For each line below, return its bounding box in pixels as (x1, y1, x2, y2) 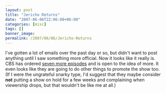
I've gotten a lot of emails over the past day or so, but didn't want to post (5, 49, 157, 56)
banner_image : (5, 31, 36, 36)
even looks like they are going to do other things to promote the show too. (5, 66, 160, 72)
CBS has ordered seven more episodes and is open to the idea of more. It (5, 60, 159, 67)
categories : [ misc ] (5, 21, 47, 27)
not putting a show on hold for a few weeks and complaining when (5, 77, 145, 83)
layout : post (5, 7, 33, 13)
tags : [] (5, 26, 24, 32)
